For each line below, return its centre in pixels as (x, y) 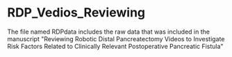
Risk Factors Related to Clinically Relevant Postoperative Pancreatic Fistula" (115, 46)
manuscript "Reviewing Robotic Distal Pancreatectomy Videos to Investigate (116, 38)
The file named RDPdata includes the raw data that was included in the (109, 32)
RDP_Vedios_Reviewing (76, 13)
